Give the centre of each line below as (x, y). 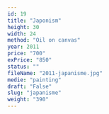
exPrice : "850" (30, 60)
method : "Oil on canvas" (44, 40)
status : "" (23, 67)
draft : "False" (30, 86)
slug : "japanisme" (34, 93)
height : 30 (23, 27)
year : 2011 (23, 47)
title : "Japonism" (34, 21)
